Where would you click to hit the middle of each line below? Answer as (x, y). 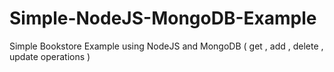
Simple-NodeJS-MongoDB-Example (163, 18)
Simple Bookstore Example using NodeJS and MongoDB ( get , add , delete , (166, 46)
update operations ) (50, 56)
